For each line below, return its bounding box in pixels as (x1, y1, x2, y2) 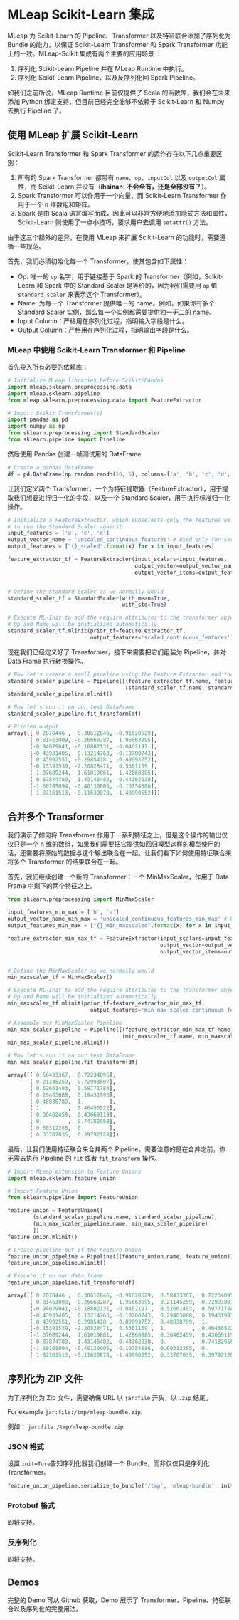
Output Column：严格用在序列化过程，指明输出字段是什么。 (17, 325, 193, 334)
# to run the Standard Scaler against (7, 523, 122, 531)
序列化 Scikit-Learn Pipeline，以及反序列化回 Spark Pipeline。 (17, 73, 199, 82)
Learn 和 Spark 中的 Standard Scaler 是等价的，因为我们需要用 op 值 (17, 281, 218, 289)
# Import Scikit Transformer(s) (7, 409, 103, 417)
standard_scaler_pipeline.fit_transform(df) (7, 710, 142, 718)
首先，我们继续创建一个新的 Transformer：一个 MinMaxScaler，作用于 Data (7, 873, 229, 882)
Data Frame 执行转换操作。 (7, 657, 87, 665)
